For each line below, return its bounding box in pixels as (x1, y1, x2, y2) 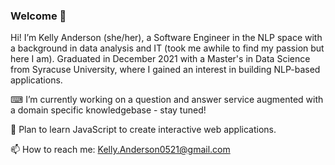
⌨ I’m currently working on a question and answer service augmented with (10, 94, 324, 106)
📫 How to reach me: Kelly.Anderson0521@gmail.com (10, 144, 231, 156)
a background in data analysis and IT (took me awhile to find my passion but (10, 42, 325, 54)
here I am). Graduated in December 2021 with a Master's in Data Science (10, 53, 311, 65)
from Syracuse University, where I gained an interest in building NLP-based (10, 64, 321, 76)
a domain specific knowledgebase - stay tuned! (10, 104, 207, 116)
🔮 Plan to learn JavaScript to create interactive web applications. (10, 124, 277, 136)
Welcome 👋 (10, 9, 67, 23)
